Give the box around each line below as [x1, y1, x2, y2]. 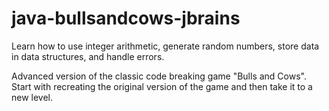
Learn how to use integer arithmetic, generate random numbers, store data [11, 40, 320, 52]
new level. [11, 91, 54, 103]
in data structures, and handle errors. [11, 50, 165, 62]
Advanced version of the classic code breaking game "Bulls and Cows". [11, 70, 307, 82]
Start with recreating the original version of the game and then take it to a [11, 80, 313, 92]
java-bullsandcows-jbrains [11, 7, 241, 30]
